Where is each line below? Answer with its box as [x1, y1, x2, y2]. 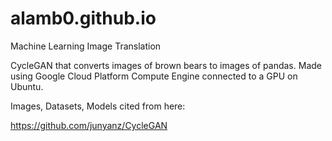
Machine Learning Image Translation [10, 40, 162, 52]
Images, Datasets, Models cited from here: [10, 100, 186, 112]
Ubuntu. [10, 80, 44, 92]
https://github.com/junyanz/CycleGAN [10, 119, 168, 131]
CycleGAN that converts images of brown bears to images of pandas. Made [10, 59, 322, 71]
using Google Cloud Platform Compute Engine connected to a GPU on [10, 70, 298, 82]
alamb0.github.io [10, 7, 157, 30]
